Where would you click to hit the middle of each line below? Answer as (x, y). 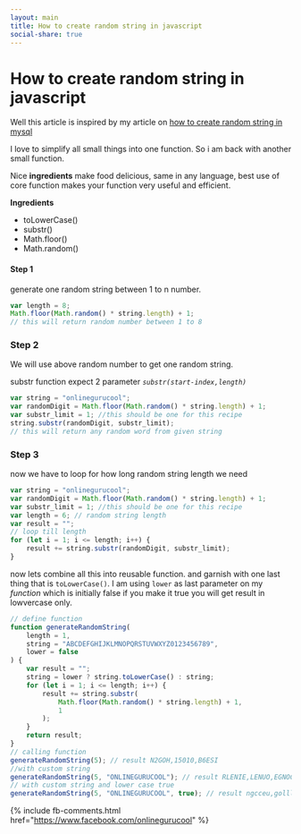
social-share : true (46, 34)
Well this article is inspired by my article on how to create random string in (146, 123)
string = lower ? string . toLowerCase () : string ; (121, 677)
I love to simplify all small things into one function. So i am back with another (151, 149)
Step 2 (25, 345)
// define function (46, 618)
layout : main (34, 17)
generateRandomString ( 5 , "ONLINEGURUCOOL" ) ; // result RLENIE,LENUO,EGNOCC (154, 777)
